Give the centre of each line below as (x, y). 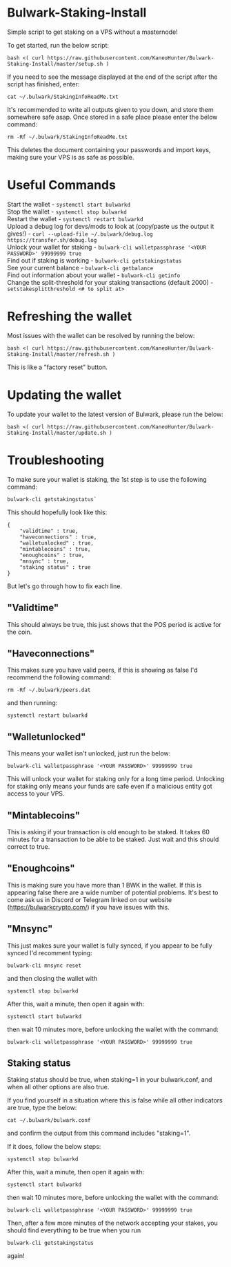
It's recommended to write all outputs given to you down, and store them (110, 109)
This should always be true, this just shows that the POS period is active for (114, 624)
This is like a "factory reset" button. (58, 367)
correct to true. (29, 846)
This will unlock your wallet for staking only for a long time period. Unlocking (116, 779)
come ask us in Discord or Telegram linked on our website (90, 899)
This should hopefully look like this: (57, 512)
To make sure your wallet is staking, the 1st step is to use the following (107, 479)
